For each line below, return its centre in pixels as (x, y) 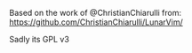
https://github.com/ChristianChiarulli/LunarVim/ (96, 22)
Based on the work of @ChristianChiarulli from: (96, 13)
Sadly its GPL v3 (39, 39)
